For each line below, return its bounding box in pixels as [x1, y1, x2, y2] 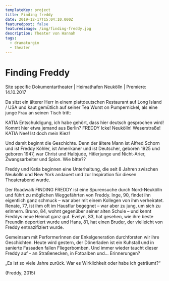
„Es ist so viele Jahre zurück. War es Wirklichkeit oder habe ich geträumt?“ [5, 260, 161, 266]
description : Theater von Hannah [5, 31, 76, 36]
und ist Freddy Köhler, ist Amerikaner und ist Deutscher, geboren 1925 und [5, 145, 160, 151]
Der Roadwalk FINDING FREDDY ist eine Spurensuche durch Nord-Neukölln [5, 186, 162, 192]
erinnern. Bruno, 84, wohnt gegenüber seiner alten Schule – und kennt [5, 208, 152, 214]
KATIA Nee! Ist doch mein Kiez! [5, 130, 70, 136]
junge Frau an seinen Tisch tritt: [5, 109, 72, 115]
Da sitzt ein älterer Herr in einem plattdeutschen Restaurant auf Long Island [5, 99, 162, 105]
